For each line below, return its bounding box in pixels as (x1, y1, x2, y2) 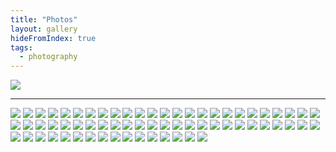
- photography (19, 52, 78, 62)
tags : (10, 42, 33, 53)
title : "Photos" (10, 14, 78, 25)
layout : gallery (10, 24, 78, 34)
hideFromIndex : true (10, 33, 97, 43)
